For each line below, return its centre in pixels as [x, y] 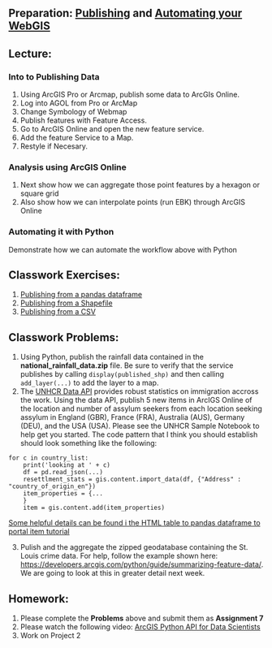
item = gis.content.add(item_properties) [94, 508]
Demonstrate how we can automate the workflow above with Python [123, 249]
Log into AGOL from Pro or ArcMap [79, 103]
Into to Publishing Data [54, 76]
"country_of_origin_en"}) [52, 486]
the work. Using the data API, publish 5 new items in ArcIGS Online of [136, 400]
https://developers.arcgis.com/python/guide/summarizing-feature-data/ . [142, 564]
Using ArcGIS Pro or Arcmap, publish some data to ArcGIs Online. [130, 95]
